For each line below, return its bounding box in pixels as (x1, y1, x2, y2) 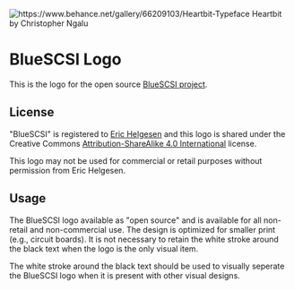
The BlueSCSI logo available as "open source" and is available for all (9, 215, 262, 226)
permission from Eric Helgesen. (9, 165, 126, 175)
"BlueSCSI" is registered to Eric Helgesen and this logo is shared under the (9, 128, 286, 139)
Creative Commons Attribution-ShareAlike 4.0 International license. (9, 138, 257, 149)
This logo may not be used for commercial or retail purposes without (9, 155, 263, 166)
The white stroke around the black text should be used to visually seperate (9, 260, 285, 271)
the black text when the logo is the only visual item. (9, 243, 199, 254)
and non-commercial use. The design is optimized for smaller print (30, 224, 276, 235)
